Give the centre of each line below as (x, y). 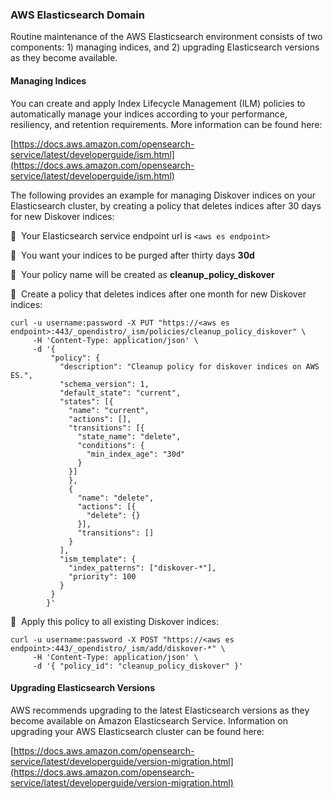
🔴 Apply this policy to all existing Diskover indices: (114, 621)
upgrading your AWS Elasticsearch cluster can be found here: (137, 731)
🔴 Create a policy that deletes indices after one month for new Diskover (158, 294)
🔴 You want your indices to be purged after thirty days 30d (132, 255)
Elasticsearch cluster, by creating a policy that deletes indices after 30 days (166, 205)
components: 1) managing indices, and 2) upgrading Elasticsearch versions (165, 47)
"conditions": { (111, 445)
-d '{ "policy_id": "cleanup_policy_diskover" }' (138, 666)
